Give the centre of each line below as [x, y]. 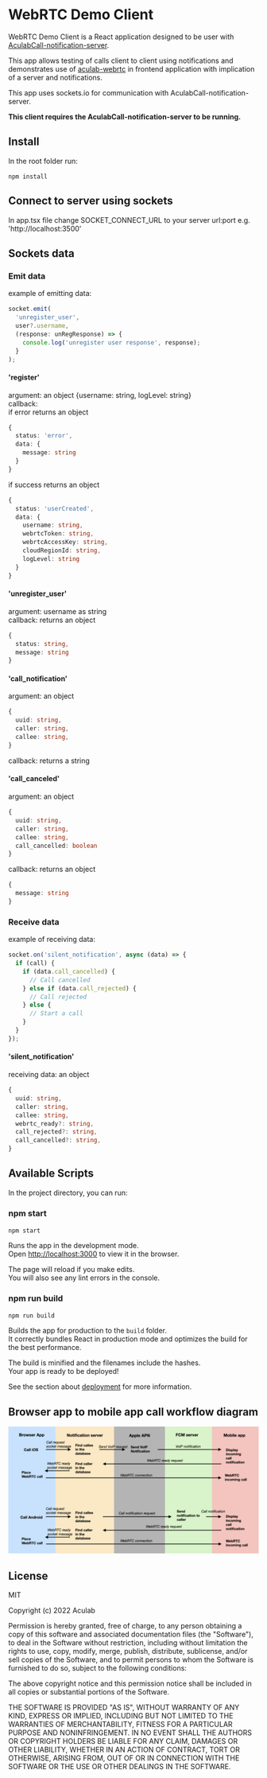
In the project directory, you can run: [68, 1192]
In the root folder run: [43, 161]
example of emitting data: [50, 294]
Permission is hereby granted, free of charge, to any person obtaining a [125, 1626]
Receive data [34, 922]
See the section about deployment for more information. [100, 1387]
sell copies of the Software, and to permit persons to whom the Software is [131, 1659]
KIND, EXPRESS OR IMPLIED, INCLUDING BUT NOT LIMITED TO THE [121, 1716]
